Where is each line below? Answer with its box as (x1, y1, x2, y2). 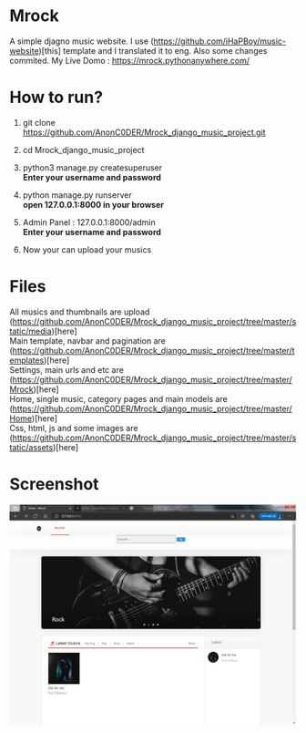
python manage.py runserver (22, 189, 132, 201)
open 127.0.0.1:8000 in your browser (22, 199, 164, 210)
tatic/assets (9, 441, 54, 452)
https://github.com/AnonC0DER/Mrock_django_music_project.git (22, 127, 266, 138)
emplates (9, 355, 45, 366)
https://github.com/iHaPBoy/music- (153, 36, 287, 46)
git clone (22, 117, 56, 128)
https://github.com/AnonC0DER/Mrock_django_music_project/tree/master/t (12, 345, 295, 356)
